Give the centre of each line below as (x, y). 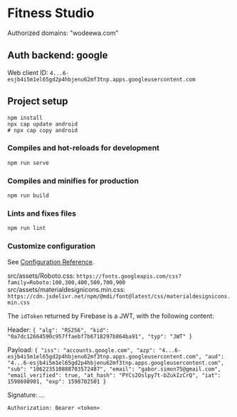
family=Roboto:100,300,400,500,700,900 (67, 282)
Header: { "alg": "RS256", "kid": (58, 329)
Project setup (38, 101)
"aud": (214, 356)
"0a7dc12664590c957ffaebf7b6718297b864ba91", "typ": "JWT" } (100, 336)
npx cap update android (43, 124)
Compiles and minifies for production (73, 181)
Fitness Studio (51, 13)
